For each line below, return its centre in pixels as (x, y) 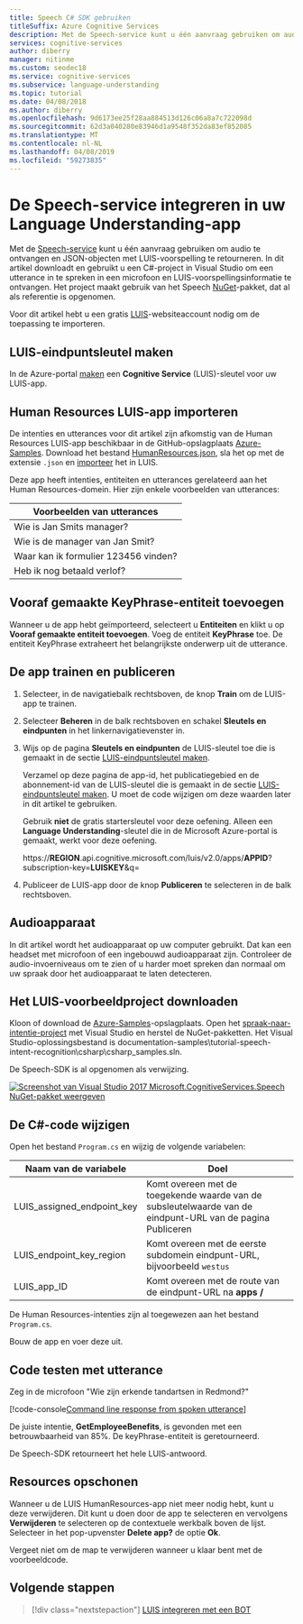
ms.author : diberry (46, 110)
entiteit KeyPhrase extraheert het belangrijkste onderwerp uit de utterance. (149, 643)
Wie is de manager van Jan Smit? (84, 542)
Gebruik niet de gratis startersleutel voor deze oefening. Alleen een (147, 821)
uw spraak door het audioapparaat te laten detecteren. (110, 973)
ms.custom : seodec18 (48, 69)
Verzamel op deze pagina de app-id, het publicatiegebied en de (141, 775)
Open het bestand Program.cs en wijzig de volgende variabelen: (128, 1147)
